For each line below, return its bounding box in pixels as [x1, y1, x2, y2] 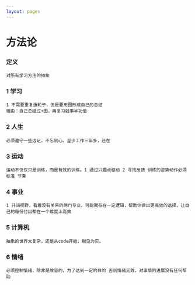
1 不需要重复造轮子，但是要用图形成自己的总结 [6, 102, 103, 108]
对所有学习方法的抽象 [6, 73, 50, 79]
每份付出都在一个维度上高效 [14, 209, 72, 215]
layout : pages [6, 8, 41, 15]
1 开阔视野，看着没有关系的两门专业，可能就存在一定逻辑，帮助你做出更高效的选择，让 [6, 202, 185, 208]
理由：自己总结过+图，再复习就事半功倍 [6, 108, 88, 114]
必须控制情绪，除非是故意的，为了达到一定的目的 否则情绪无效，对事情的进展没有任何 [6, 267, 183, 273]
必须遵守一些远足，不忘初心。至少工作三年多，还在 [6, 138, 111, 143]
